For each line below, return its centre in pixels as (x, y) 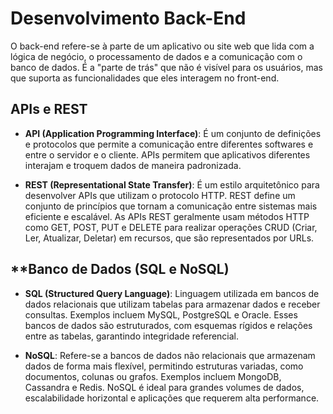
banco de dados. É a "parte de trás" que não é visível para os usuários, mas (166, 67)
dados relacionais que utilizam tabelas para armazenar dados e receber (172, 304)
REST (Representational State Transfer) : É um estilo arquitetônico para (172, 184)
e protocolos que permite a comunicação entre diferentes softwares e (169, 144)
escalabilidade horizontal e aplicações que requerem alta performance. (172, 398)
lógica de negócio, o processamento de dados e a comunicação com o (156, 56)
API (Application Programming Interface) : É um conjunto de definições (173, 133)
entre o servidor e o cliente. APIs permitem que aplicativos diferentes (167, 154)
